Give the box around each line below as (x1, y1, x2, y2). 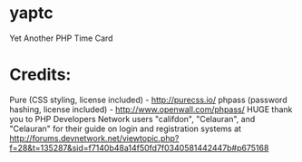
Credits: (9, 64, 72, 85)
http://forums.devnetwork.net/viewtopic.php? (9, 132, 180, 143)
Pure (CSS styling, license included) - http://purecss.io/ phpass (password (9, 94, 287, 105)
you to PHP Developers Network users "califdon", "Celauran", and (9, 113, 256, 124)
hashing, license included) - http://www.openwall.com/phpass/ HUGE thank (9, 103, 293, 115)
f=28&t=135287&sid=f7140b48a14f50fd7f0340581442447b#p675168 (9, 142, 269, 153)
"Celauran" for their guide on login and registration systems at (9, 123, 242, 134)
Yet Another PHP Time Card (9, 33, 113, 43)
